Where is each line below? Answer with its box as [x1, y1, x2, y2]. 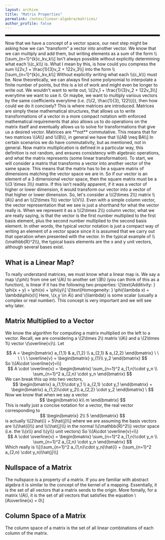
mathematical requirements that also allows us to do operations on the [5, 119, 147, 124]
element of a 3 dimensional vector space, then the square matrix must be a [5, 176, 157, 182]
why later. [5, 303, 25, 309]
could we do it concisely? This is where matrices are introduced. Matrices [5, 103, 155, 109]
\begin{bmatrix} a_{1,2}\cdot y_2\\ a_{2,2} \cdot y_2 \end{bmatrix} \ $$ [11, 387, 154, 392]
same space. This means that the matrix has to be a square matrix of [5, 166, 144, 172]
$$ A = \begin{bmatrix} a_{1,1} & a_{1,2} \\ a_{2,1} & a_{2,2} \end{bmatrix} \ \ [6, 350, 159, 356]
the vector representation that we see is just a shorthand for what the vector [5, 202, 160, 208]
